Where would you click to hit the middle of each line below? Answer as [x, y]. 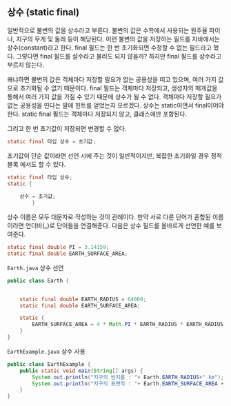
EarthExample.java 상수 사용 [47, 351]
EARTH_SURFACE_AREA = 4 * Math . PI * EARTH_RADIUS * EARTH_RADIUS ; [129, 325]
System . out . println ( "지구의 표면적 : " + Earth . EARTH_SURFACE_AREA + [128, 384]
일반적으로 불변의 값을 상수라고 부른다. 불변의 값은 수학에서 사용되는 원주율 [108, 30]
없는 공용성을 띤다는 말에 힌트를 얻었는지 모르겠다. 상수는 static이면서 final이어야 [115, 105]
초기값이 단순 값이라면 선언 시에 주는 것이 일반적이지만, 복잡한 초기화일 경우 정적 [115, 155]
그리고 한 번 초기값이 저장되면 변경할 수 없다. [67, 128]
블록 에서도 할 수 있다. [37, 164]
